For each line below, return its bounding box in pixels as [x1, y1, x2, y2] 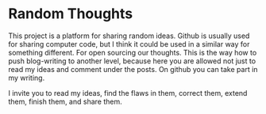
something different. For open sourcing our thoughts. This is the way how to [8, 47, 257, 57]
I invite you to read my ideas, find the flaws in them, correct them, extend [8, 88, 248, 97]
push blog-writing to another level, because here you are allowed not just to [8, 56, 256, 66]
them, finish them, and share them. [8, 97, 122, 106]
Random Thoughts [8, 5, 133, 23]
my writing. [8, 73, 45, 82]
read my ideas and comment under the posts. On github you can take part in [8, 64, 258, 74]
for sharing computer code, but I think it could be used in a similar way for [8, 39, 250, 48]
